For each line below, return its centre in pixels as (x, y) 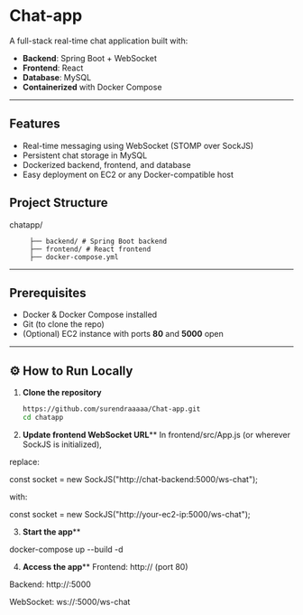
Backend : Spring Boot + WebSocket (90, 58)
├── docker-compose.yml (74, 257)
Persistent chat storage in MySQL (85, 155)
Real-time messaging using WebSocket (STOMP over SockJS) (138, 145)
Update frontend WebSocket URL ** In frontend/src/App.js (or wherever (156, 434)
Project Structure (59, 203)
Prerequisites (48, 293)
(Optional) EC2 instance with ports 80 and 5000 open (123, 334)
